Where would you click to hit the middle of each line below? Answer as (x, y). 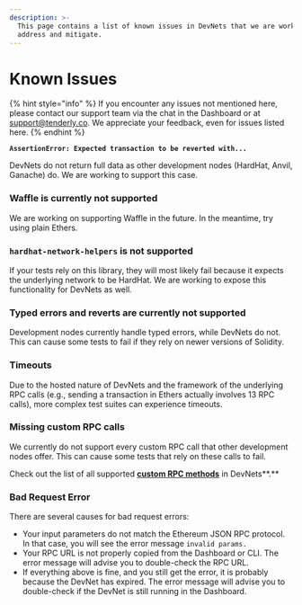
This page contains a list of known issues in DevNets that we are (147, 26)
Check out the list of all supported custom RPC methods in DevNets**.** (144, 474)
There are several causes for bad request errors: (99, 517)
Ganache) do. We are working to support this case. (103, 175)
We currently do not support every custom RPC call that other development (149, 447)
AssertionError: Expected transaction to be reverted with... (128, 149)
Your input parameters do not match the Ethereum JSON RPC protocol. (154, 534)
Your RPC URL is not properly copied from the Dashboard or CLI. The (150, 553)
